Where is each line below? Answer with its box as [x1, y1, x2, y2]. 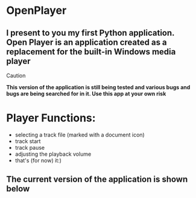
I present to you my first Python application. [6, 28, 175, 38]
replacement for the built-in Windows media [6, 46, 176, 57]
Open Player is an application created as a [6, 37, 167, 47]
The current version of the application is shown [6, 174, 188, 185]
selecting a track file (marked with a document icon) [14, 131, 145, 138]
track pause [14, 144, 45, 151]
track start [14, 137, 41, 145]
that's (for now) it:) [14, 156, 62, 164]
